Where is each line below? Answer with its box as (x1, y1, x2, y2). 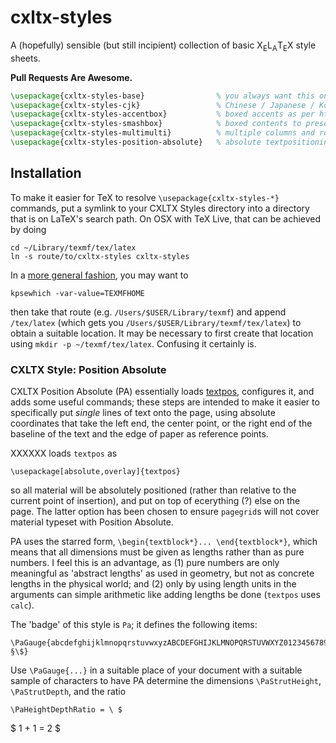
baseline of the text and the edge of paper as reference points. (10, 428, 269, 440)
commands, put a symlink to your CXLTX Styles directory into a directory (10, 202, 310, 214)
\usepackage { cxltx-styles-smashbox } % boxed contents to (10, 119, 302, 129)
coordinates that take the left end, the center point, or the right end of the (10, 417, 313, 430)
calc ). (10, 599, 35, 611)
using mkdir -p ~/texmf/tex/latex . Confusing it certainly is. (10, 337, 257, 350)
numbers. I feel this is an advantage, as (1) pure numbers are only (10, 557, 280, 569)
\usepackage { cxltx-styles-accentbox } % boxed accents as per (10, 109, 315, 120)
